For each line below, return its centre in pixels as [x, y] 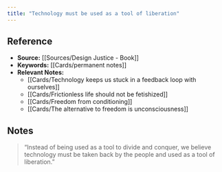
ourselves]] [43, 87]
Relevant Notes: [40, 72]
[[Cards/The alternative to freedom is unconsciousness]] [108, 109]
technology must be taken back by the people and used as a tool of [119, 155]
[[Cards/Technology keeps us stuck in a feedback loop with [112, 80]
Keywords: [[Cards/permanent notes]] [72, 65]
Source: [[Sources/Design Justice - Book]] [78, 58]
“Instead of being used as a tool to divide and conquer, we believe [118, 147]
